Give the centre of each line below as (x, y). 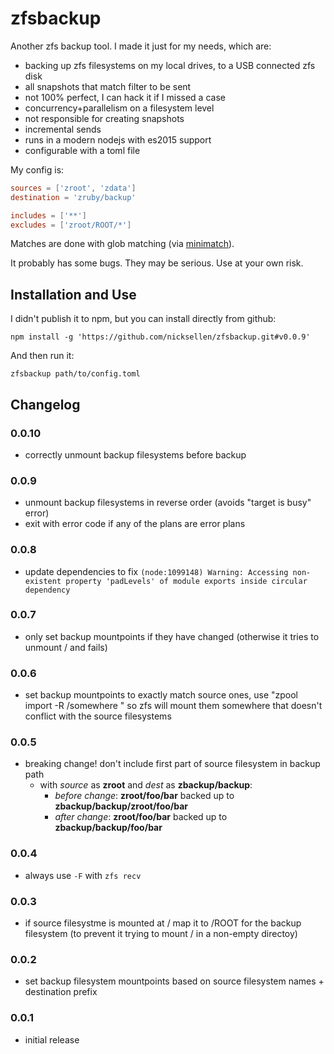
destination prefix (61, 992)
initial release (52, 1039)
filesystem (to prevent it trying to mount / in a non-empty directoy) (161, 934)
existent (43, 581)
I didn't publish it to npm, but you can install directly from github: (143, 319)
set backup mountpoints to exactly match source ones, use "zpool (161, 695)
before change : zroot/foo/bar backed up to (144, 796)
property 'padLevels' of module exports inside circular (186, 581)
